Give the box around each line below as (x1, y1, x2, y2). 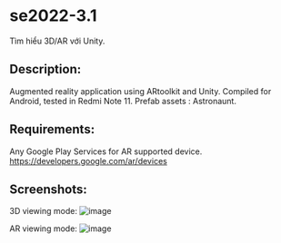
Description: (9, 62, 82, 77)
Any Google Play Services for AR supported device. (9, 146, 203, 157)
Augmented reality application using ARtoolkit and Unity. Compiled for (9, 85, 272, 96)
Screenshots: (9, 181, 88, 197)
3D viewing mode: (9, 206, 77, 217)
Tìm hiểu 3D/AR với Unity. (9, 35, 105, 46)
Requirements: (9, 121, 95, 137)
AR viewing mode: (9, 223, 77, 234)
